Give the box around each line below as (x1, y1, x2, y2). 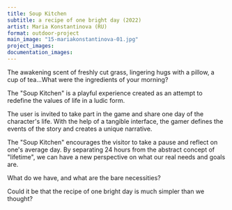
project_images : (7, 42, 54, 49)
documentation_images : (7, 49, 73, 56)
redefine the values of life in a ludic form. (7, 96, 125, 104)
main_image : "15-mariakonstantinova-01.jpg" (7, 36, 139, 43)
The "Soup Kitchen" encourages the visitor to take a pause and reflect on (7, 138, 218, 146)
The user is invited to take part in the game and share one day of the (7, 109, 204, 118)
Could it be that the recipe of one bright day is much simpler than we (7, 187, 205, 195)
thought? (7, 194, 33, 202)
